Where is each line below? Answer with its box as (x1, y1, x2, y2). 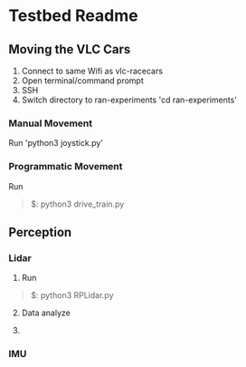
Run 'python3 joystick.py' (8, 138, 103, 149)
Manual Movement (8, 117, 93, 130)
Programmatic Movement (8, 160, 123, 173)
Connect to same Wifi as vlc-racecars (21, 65, 164, 76)
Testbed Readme (8, 5, 138, 26)
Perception (8, 224, 72, 240)
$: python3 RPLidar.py (30, 290, 114, 301)
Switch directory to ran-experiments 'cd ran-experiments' (21, 94, 237, 105)
